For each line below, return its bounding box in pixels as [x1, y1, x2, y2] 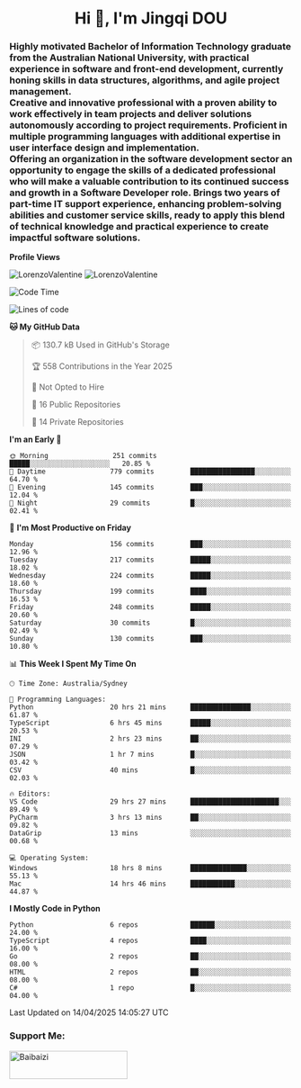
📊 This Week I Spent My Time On [9, 659, 137, 670]
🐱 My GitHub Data [9, 321, 81, 332]
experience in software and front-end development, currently [9, 63, 284, 76]
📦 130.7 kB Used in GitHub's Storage [31, 339, 171, 350]
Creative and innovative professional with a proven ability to [9, 96, 278, 109]
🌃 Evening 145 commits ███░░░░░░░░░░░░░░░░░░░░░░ [9, 483, 292, 492]
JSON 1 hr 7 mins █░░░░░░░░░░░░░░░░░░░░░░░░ [9, 751, 292, 760]
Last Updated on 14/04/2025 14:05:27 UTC [9, 1007, 169, 1018]
